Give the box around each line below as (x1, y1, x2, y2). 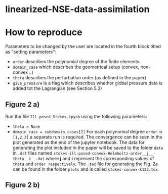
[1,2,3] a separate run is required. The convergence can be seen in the (12, 134, 163, 140)
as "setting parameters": (5, 49, 57, 55)
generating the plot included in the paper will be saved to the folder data (12, 144, 163, 151)
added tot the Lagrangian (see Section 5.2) (12, 85, 102, 91)
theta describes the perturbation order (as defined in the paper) (12, 75, 147, 81)
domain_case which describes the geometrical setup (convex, (12, 64, 140, 70)
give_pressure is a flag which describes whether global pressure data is (12, 80, 163, 86)
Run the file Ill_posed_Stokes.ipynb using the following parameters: (5, 113, 147, 119)
